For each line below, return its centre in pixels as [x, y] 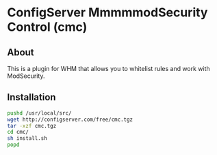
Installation [31, 97]
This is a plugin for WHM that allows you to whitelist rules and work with [108, 69]
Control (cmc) [47, 27]
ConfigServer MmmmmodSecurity [107, 13]
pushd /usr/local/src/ [39, 113]
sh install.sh [27, 139]
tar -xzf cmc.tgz [32, 126]
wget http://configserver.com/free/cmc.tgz [70, 119]
